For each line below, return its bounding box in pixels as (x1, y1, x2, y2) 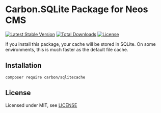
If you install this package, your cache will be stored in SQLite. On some (5, 41, 156, 47)
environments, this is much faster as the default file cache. (5, 46, 128, 52)
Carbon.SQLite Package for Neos (5, 4, 148, 15)
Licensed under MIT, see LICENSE (5, 102, 77, 108)
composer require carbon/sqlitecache (5, 75, 86, 80)
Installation (5, 61, 42, 70)
